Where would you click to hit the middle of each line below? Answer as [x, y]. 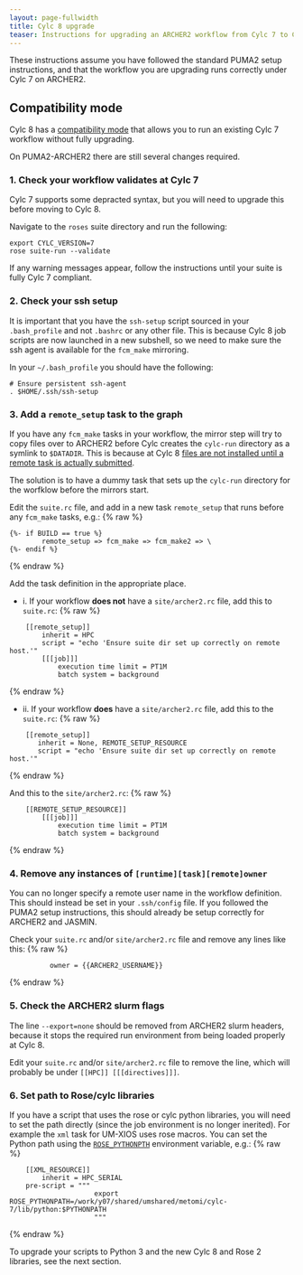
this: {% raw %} [39, 949]
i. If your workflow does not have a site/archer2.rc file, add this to [147, 601]
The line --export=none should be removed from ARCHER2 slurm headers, [147, 1026]
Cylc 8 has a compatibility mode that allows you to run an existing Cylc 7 [144, 130]
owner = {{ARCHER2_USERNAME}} [106, 966]
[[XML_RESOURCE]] [58, 1170]
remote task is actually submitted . [72, 463]
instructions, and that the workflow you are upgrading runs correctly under [148, 70]
